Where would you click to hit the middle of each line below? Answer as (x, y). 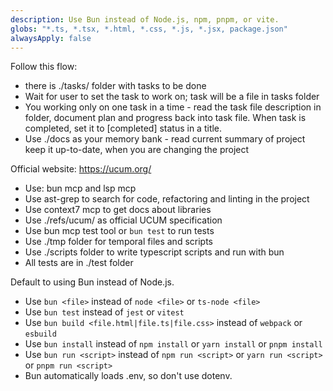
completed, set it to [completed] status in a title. (123, 128)
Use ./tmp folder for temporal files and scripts (118, 242)
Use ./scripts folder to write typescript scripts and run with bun (154, 252)
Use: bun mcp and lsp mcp (80, 188)
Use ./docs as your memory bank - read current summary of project (165, 139)
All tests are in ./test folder (79, 263)
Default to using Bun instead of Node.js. (92, 282)
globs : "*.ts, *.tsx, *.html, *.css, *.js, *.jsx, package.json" (149, 29)
